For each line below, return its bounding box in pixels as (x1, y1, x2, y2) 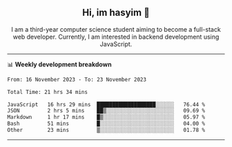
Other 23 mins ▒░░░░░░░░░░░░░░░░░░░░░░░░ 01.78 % (7, 127, 206, 134)
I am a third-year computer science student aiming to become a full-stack (11, 25, 221, 33)
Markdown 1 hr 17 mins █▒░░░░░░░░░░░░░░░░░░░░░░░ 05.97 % (7, 114, 206, 121)
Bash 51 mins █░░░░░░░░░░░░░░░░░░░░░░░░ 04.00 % (7, 120, 206, 128)
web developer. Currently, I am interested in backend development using (12, 32, 220, 41)
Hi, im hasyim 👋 (82, 7, 150, 19)
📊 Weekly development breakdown (7, 60, 112, 68)
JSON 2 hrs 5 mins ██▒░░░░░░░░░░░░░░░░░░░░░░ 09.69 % (7, 108, 206, 115)
